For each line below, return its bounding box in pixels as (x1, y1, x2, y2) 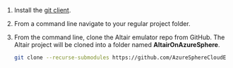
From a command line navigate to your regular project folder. (13, 20, 191, 27)
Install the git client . (13, 6, 71, 14)
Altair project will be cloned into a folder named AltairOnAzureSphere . (13, 41, 220, 48)
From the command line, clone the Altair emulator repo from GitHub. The (13, 33, 225, 41)
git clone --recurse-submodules (13, 54, 109, 61)
